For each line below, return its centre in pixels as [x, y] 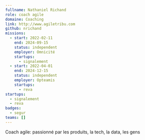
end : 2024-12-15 [31, 71]
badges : [13, 108]
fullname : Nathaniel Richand [36, 10]
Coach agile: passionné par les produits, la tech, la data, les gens [73, 132]
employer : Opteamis [35, 80]
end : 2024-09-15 [31, 43]
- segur [18, 113]
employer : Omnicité [35, 52]
